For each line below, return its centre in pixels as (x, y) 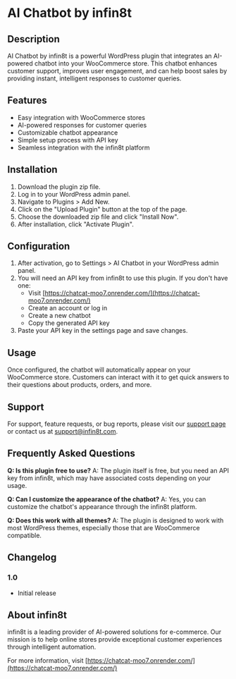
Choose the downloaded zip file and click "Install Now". (98, 216)
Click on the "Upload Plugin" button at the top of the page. (103, 209)
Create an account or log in (68, 308)
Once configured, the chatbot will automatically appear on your (99, 370)
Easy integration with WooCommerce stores (81, 117)
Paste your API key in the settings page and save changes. (103, 331)
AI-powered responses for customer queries (82, 125)
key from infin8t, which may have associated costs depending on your (109, 478)
